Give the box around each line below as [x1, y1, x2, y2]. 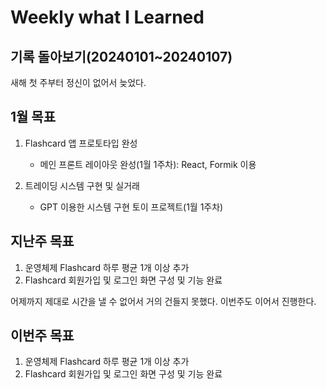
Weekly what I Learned [10, 6, 205, 29]
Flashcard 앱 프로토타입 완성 [24, 137, 138, 149]
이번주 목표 [10, 327, 75, 345]
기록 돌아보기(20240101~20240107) [10, 48, 233, 65]
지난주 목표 [10, 233, 75, 250]
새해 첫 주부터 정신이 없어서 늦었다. [10, 77, 147, 88]
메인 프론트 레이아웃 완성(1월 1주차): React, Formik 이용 [39, 158, 257, 170]
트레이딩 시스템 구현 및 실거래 [24, 179, 140, 191]
